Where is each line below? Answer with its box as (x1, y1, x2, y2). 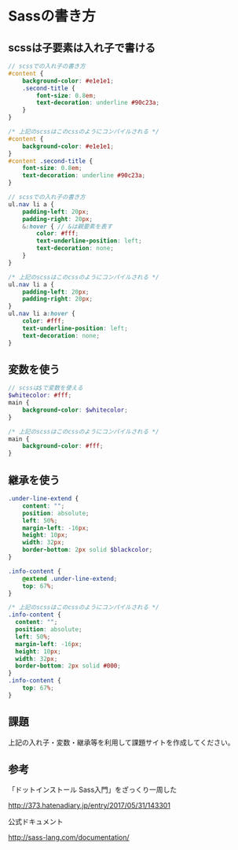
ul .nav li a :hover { (8, 310, 76, 318)
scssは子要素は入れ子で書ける (8, 41, 156, 54)
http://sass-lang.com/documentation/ (8, 833, 130, 842)
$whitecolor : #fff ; (8, 391, 72, 400)
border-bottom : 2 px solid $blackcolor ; (22, 546, 153, 554)
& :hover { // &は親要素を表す (22, 222, 113, 231)
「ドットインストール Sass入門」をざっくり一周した (8, 785, 178, 795)
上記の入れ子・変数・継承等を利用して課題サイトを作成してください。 (8, 737, 235, 747)
